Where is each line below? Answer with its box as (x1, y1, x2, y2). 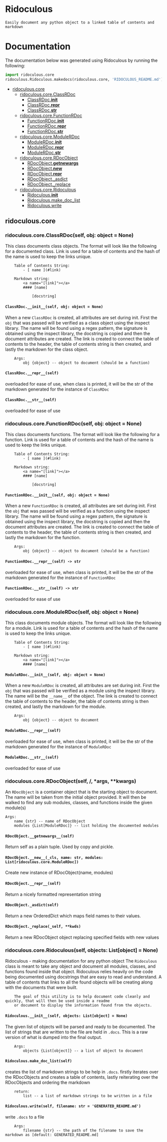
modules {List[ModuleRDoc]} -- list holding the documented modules (14, 823, 159, 828)
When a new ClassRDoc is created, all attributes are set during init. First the (5, 314, 158, 320)
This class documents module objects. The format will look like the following (5, 620, 162, 626)
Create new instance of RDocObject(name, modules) (5, 869, 113, 875)
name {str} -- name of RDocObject (14, 819, 85, 824)
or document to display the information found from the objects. (14, 1003, 153, 1008)
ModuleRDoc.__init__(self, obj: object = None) (5, 672, 106, 677)
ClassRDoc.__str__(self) (5, 398, 57, 403)
